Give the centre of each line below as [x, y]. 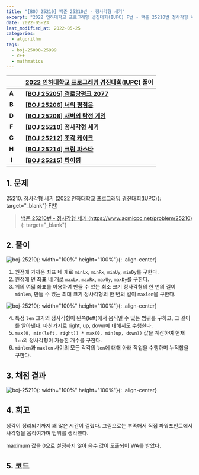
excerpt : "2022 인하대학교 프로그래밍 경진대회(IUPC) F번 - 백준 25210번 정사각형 [97, 17]
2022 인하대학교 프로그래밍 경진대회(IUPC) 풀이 [90, 82]
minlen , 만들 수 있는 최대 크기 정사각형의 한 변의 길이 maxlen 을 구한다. [95, 294]
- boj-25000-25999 [34, 50]
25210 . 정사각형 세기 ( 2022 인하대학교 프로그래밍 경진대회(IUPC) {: [84, 198]
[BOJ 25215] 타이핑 [53, 160]
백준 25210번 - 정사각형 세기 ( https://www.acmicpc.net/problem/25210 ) [106, 218]
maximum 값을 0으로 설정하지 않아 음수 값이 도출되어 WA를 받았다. [84, 445]
